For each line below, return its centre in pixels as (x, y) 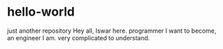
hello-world (41, 12)
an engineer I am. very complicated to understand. (79, 37)
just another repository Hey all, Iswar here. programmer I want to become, (112, 31)
